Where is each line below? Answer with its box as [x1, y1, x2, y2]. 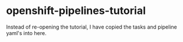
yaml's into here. [6, 29, 47, 36]
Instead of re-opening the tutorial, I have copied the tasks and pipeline [6, 23, 177, 30]
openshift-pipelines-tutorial [6, 4, 146, 17]
